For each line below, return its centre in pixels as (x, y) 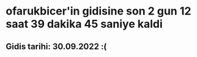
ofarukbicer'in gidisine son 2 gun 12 (98, 11)
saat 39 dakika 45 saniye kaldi (84, 24)
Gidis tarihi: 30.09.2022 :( (56, 46)
